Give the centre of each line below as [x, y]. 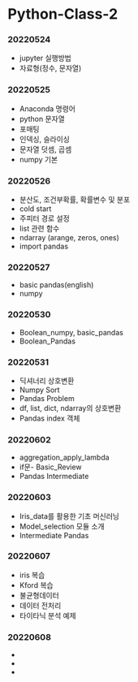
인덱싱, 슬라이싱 [44, 139]
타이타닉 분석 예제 [47, 615]
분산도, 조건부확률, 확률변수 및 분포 [75, 200]
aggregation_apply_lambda [65, 458]
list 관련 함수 [39, 229]
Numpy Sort [39, 390]
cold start [35, 209]
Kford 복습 [36, 585]
